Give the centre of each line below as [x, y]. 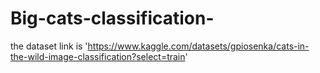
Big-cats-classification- [112, 18]
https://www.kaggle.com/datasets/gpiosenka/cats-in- [198, 46]
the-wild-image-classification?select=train [98, 56]
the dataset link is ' [49, 46]
